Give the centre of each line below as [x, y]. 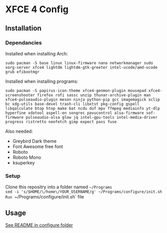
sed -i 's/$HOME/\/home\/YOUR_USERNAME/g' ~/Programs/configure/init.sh [84, 192]
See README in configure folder [39, 225]
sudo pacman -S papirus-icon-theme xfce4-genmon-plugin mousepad [76, 91]
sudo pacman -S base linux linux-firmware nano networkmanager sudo [79, 63]
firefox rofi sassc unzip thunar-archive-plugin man [94, 95]
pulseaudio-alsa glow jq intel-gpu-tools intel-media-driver [92, 117]
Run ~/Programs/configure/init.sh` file [45, 197]
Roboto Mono [27, 157]
